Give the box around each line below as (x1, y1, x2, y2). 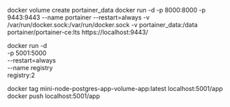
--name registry (7, 64, 53, 72)
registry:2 (7, 71, 36, 79)
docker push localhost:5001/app (7, 92, 100, 100)
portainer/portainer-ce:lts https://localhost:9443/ (7, 28, 148, 36)
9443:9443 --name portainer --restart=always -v (7, 13, 150, 22)
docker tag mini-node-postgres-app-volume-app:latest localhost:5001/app (7, 85, 224, 92)
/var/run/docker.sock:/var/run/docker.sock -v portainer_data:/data (7, 21, 198, 28)
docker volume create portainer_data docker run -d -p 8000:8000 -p (7, 6, 206, 14)
